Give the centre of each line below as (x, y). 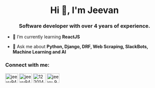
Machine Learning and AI (39, 52)
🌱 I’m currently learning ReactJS (46, 37)
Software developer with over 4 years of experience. (85, 26)
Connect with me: (27, 65)
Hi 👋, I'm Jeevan (85, 10)
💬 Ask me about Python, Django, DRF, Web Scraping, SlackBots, (80, 47)
